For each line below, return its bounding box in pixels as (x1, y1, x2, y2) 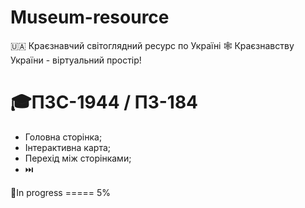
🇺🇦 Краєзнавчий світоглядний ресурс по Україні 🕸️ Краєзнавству (10, 39, 295, 51)
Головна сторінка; (24, 131, 103, 143)
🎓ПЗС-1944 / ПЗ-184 (10, 91, 199, 114)
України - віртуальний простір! (10, 54, 142, 66)
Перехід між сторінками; (24, 152, 132, 164)
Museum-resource (10, 6, 170, 29)
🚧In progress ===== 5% (10, 186, 111, 198)
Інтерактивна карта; (24, 141, 111, 153)
